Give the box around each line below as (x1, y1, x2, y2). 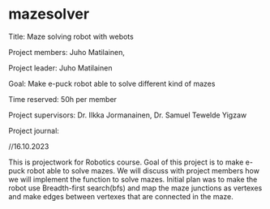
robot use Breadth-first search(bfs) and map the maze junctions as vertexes (8, 183, 263, 193)
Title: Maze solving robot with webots (8, 32, 134, 41)
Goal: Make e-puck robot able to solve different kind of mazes (8, 79, 216, 88)
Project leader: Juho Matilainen (8, 62, 113, 73)
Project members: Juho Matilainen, (8, 47, 126, 57)
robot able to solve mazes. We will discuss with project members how (27, 165, 259, 175)
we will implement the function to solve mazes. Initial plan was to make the (8, 174, 258, 184)
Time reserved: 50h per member (8, 94, 118, 104)
